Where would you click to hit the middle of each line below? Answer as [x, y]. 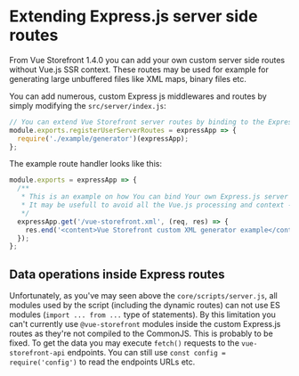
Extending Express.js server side [133, 16]
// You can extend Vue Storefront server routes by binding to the [137, 122]
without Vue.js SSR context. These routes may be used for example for [139, 69]
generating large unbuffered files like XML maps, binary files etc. [128, 78]
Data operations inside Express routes [117, 274]
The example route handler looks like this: [86, 164]
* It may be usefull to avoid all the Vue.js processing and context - [157, 205]
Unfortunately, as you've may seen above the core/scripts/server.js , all [143, 296]
